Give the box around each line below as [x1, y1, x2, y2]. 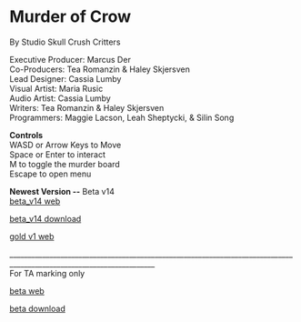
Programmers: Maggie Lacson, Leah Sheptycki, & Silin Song [9, 112, 235, 123]
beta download [9, 303, 65, 314]
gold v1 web [9, 230, 55, 242]
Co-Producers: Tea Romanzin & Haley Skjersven [9, 64, 191, 75]
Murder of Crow [9, 6, 132, 27]
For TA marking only [9, 267, 85, 278]
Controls [9, 129, 44, 140]
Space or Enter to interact [9, 148, 106, 160]
